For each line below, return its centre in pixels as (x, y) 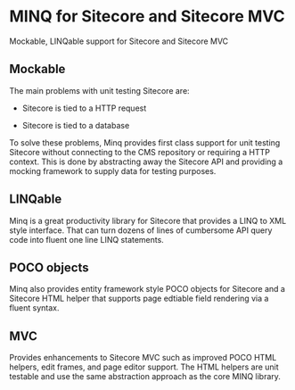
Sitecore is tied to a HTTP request (84, 108)
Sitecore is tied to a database (76, 125)
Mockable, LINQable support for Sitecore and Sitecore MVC (119, 41)
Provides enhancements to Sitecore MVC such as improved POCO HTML (143, 358)
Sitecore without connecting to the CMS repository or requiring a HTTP (139, 152)
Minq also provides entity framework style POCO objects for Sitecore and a (147, 289)
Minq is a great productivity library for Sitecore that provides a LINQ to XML (148, 220)
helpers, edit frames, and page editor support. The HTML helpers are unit (144, 367)
